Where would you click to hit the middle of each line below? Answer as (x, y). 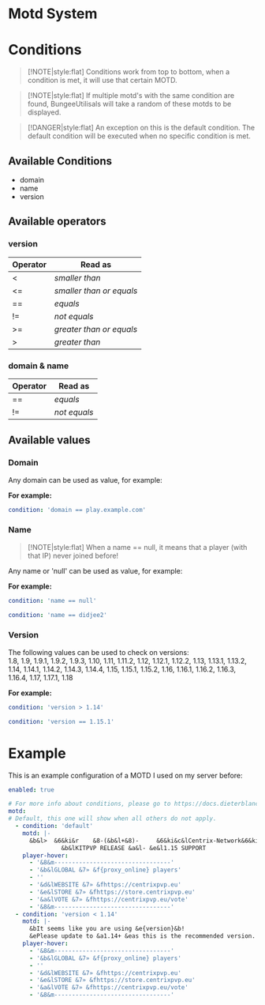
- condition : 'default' (54, 826)
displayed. (44, 112)
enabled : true (32, 790)
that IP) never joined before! (73, 555)
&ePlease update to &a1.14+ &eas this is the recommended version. (142, 936)
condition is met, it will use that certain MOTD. (102, 81)
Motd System (53, 14)
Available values (49, 440)
